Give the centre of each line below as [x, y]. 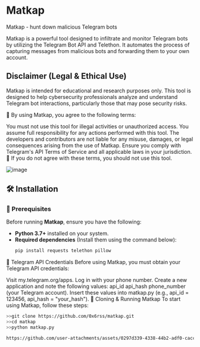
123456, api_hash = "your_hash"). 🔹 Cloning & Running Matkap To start [93, 299]
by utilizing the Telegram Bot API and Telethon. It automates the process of [98, 45]
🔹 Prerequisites [29, 209]
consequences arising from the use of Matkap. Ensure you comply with [94, 145]
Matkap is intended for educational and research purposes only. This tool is [99, 91]
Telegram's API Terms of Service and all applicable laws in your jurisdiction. [99, 151]
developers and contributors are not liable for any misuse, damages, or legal [100, 139]
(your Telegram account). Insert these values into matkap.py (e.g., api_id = [98, 293]
